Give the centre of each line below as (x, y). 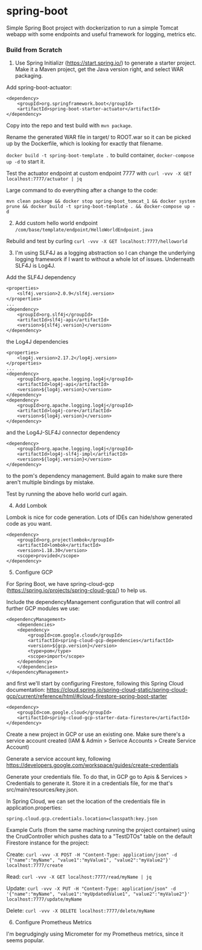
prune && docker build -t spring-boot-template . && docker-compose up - (101, 207)
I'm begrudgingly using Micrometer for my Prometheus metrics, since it (95, 934)
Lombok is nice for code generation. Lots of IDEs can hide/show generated (99, 517)
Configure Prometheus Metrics (53, 922)
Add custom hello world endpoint (56, 223)
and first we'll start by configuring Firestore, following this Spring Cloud (95, 684)
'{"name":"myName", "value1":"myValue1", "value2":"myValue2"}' (89, 860)
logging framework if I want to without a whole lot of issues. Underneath (105, 259)
